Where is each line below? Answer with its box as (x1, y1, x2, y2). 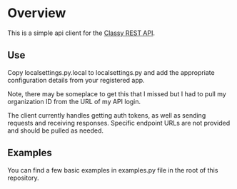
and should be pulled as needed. (7, 126, 104, 135)
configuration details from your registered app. (7, 76, 145, 84)
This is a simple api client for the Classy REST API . (7, 29, 156, 37)
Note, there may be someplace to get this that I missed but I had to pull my (7, 89, 226, 98)
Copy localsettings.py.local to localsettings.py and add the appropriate (7, 68, 216, 76)
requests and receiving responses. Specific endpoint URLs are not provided (7, 118, 231, 127)
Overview (7, 5, 66, 21)
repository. (7, 173, 39, 182)
